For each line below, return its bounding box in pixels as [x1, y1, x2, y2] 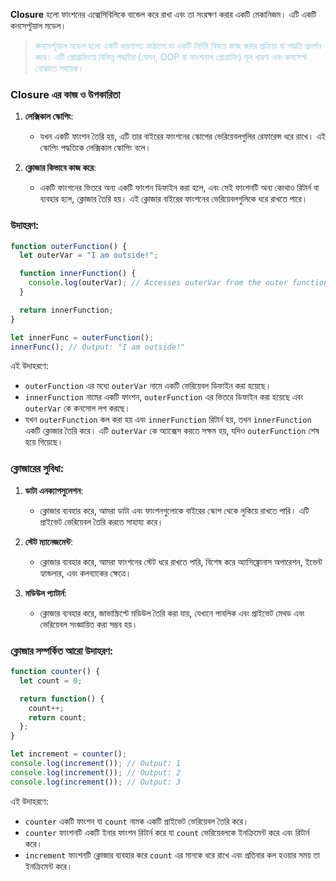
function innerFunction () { [19, 269, 137, 279]
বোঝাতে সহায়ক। [34, 62, 85, 74]
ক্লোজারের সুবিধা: [10, 462, 65, 476]
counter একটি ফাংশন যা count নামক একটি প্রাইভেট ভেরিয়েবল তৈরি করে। [24, 815, 250, 827]
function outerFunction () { [10, 241, 128, 251]
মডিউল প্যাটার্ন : [24, 587, 67, 599]
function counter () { [10, 667, 101, 677]
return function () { [19, 694, 105, 704]
